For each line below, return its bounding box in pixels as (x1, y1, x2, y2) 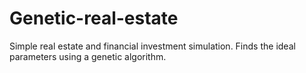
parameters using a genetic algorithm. (9, 50, 167, 62)
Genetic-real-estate (9, 7, 179, 30)
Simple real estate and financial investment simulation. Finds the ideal (9, 40, 296, 52)
